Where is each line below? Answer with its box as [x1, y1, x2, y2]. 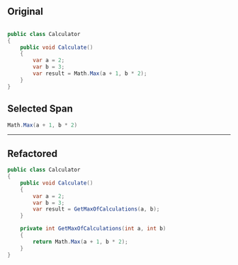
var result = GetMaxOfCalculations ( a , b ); [33, 206, 160, 213]
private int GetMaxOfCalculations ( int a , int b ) [20, 225, 166, 232]
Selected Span [7, 102, 73, 115]
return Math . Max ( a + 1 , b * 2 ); [33, 238, 129, 245]
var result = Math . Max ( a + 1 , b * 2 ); [33, 70, 147, 77]
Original [7, 6, 44, 18]
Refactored [7, 148, 58, 160]
